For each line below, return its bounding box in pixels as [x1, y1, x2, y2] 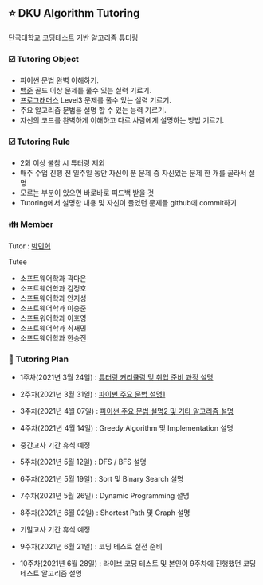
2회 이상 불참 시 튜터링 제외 [19, 158, 105, 168]
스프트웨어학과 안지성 [19, 293, 87, 302]
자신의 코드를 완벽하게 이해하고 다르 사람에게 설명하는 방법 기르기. [19, 115, 225, 125]
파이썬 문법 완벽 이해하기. [19, 76, 100, 85]
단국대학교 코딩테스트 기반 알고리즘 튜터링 [8, 33, 139, 42]
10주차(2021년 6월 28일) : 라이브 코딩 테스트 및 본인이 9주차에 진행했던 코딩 [19, 559, 257, 567]
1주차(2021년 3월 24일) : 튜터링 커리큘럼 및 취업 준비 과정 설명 [19, 372, 214, 382]
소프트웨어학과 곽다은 [19, 273, 87, 283]
